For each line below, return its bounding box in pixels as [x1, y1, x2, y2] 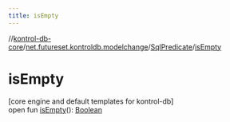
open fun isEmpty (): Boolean [8, 104, 102, 114]
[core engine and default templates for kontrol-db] [8, 96, 174, 106]
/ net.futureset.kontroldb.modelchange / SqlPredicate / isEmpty [22, 41, 222, 52]
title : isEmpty [8, 11, 59, 20]
